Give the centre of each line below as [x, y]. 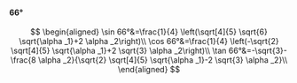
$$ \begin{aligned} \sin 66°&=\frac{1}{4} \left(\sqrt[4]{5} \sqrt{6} [149, 32]
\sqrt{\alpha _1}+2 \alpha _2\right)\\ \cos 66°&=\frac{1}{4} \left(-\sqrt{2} [149, 41]
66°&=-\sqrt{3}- [258, 51]
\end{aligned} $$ [149, 70]
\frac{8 [23, 60]
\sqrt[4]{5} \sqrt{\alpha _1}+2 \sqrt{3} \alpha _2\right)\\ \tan [118, 51]
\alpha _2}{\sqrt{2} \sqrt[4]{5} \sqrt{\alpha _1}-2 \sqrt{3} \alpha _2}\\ [163, 60]
